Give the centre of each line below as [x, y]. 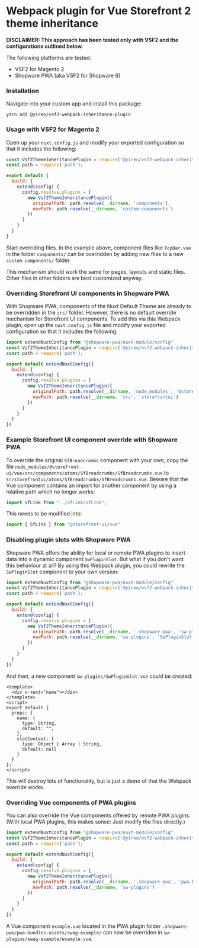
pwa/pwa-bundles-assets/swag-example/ [54, 933]
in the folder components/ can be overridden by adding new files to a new [95, 254]
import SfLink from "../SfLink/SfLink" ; [57, 502]
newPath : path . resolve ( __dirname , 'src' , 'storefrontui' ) [105, 397]
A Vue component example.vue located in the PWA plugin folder [84, 926]
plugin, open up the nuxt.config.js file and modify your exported [86, 325]
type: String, [39, 723]
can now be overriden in [133, 933]
